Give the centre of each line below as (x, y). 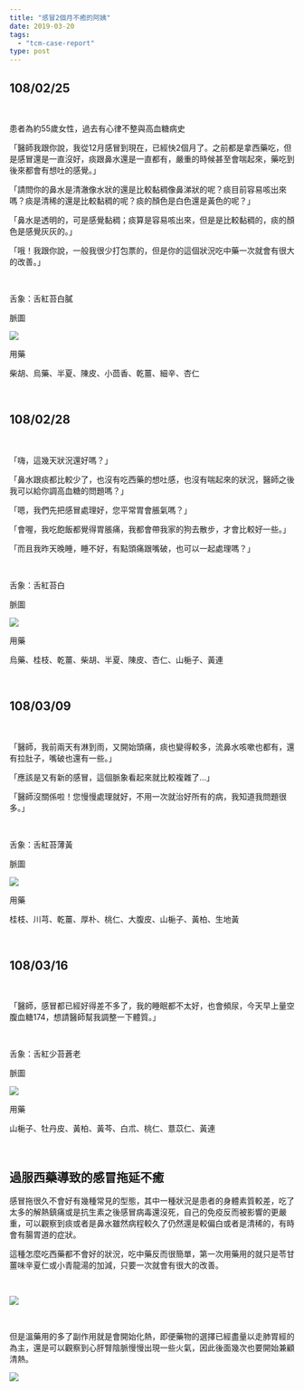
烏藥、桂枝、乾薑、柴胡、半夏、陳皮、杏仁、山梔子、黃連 (116, 659)
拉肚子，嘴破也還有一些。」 (66, 758)
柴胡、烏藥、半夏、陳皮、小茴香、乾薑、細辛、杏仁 (104, 373)
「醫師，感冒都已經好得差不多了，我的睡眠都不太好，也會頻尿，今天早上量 (148, 1006)
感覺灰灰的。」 (51, 231)
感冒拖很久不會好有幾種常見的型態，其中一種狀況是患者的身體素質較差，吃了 (152, 1201)
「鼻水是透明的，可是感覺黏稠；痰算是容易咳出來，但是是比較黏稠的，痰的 (148, 220)
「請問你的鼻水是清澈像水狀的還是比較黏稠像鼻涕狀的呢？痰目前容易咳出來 (148, 189)
